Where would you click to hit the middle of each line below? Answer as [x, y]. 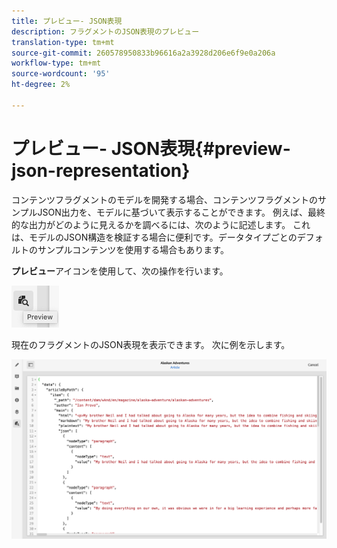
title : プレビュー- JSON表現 [67, 21]
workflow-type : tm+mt [56, 63]
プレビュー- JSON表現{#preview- [151, 148]
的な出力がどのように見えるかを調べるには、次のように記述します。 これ [161, 224]
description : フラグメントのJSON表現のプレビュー [105, 31]
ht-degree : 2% [41, 85]
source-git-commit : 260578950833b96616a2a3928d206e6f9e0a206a [143, 53]
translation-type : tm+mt [63, 42]
